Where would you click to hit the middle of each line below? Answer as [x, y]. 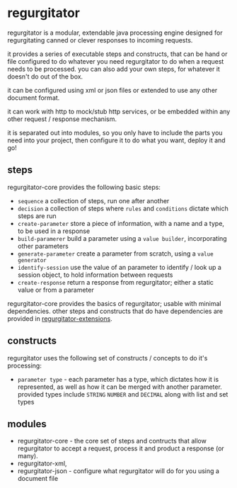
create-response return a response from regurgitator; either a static [116, 282]
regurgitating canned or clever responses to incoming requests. [100, 40]
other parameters [43, 246]
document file [38, 479]
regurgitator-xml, [42, 464]
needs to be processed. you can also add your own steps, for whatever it [114, 69]
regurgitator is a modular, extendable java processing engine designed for [115, 33]
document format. [34, 98]
